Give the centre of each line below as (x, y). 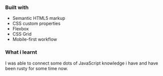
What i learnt (21, 52)
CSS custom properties (36, 23)
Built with (17, 7)
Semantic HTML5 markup (39, 18)
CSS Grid (22, 34)
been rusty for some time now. (37, 68)
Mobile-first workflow (35, 39)
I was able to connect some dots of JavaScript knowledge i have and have (82, 63)
